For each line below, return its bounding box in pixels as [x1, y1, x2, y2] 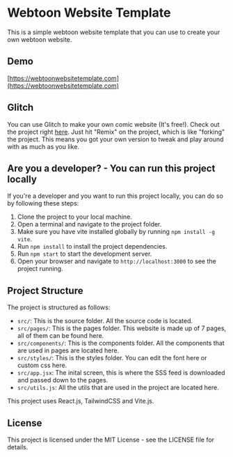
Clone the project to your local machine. [17, 212, 132, 221]
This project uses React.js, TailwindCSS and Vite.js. [7, 397, 154, 405]
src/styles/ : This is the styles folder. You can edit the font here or [17, 354, 207, 362]
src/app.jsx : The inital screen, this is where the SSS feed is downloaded [17, 369, 225, 377]
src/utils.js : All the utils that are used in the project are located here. [17, 383, 219, 392]
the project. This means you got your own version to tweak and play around [7, 134, 224, 144]
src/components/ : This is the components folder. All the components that [17, 339, 225, 348]
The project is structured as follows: [7, 303, 111, 311]
